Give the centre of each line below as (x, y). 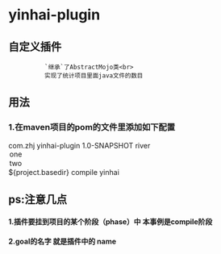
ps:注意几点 (38, 200)
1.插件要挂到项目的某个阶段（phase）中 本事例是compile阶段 (110, 221)
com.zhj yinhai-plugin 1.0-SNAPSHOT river (79, 145)
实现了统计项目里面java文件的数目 (94, 76)
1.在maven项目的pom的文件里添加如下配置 (92, 127)
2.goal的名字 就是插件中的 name (63, 242)
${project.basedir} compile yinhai (64, 172)
